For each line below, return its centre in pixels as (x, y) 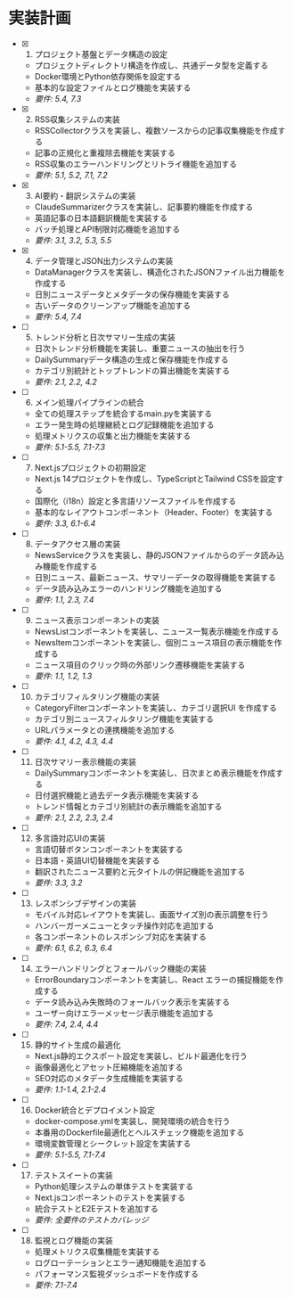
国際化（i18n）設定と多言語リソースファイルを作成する (135, 501)
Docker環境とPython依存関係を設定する (108, 76)
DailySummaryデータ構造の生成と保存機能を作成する (131, 359)
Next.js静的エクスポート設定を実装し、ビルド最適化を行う (141, 1056)
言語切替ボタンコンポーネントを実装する (109, 849)
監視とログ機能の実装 (73, 1240)
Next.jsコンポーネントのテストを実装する (110, 1197)
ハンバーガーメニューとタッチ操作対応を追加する (124, 925)
